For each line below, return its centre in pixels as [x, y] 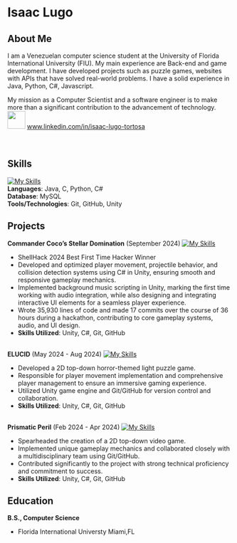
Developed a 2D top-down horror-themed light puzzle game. [106, 368]
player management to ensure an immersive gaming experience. [112, 383]
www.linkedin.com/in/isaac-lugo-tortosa [86, 126]
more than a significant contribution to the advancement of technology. [112, 107]
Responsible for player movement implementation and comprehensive [120, 375]
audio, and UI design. [49, 325]
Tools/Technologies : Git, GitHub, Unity [65, 204]
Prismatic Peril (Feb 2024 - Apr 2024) [64, 427]
